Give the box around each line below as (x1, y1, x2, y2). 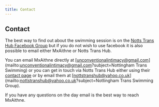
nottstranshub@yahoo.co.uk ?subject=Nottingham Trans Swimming (20, 78, 154, 83)
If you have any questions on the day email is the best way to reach (5, 92, 139, 98)
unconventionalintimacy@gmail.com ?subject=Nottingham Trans (20, 62, 147, 68)
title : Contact (5, 7, 36, 12)
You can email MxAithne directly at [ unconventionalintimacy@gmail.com (5, 57, 149, 63)
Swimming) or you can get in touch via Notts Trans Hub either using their (5, 67, 150, 73)
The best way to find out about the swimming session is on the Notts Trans (5, 38, 154, 43)
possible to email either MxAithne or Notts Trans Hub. (5, 48, 112, 53)
